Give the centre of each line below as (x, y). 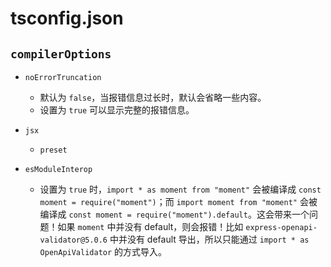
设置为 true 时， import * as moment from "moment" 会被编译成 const (180, 189)
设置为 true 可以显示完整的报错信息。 (117, 110)
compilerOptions (61, 54)
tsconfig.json (67, 18)
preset (53, 150)
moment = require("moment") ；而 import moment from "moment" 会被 (178, 201)
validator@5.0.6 (73, 240)
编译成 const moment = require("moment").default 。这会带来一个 (174, 214)
